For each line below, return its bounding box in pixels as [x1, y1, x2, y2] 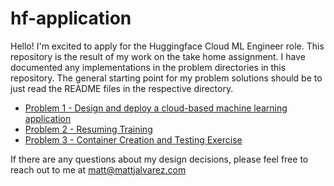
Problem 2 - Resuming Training [24, 123, 153, 135]
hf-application [10, 7, 132, 30]
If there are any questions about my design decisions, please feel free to [10, 153, 309, 165]
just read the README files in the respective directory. [10, 82, 234, 94]
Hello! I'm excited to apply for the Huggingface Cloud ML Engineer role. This [10, 40, 325, 52]
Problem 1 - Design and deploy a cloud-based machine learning [24, 102, 288, 114]
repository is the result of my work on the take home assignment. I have [10, 50, 306, 62]
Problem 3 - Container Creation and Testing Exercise [24, 133, 243, 146]
